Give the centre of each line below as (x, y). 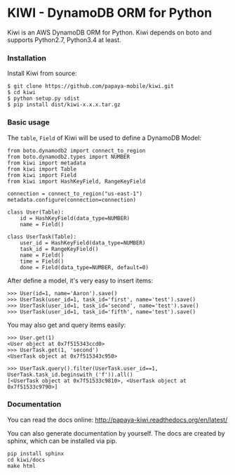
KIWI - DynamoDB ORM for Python (110, 13)
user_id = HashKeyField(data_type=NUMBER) (83, 243)
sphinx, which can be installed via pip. (62, 441)
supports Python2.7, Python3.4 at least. (64, 39)
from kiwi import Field (42, 175)
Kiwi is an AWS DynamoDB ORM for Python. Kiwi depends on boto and (109, 32)
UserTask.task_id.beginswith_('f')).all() (70, 375)
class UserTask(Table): (42, 237)
